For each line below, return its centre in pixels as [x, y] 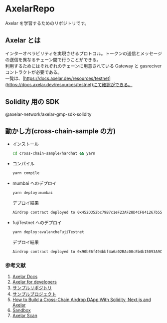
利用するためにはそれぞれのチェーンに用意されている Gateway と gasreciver [83, 66]
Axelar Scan [25, 316]
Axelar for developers [35, 282]
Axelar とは [23, 40]
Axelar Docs [25, 276]
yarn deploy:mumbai [33, 193]
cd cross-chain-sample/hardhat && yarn [54, 154]
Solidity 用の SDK [32, 102]
